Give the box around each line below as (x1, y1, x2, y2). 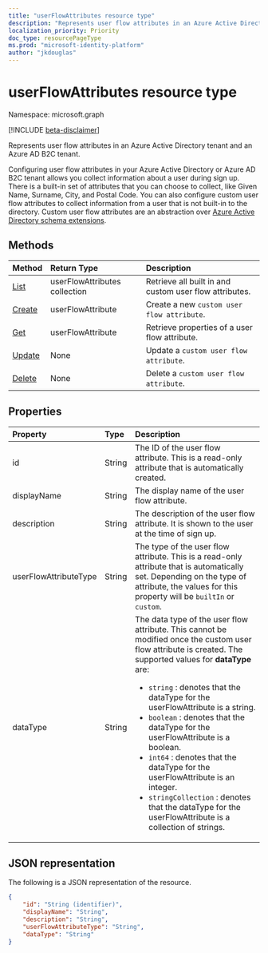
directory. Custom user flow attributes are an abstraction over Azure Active (8, 207, 255, 216)
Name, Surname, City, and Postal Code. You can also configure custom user (8, 189, 259, 200)
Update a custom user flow (145, 344, 248, 355)
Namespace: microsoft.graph (8, 109, 104, 119)
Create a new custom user (145, 299, 243, 310)
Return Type (50, 262, 98, 273)
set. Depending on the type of (135, 570, 247, 582)
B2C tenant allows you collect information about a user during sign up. (8, 173, 240, 182)
